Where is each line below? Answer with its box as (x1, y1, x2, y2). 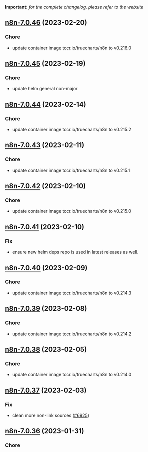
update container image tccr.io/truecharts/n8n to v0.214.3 (12, 290, 131, 296)
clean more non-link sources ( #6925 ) (12, 412, 90, 418)
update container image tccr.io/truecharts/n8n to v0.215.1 (12, 167, 130, 173)
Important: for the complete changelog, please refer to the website (5, 4, 144, 10)
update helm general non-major (12, 86, 78, 92)
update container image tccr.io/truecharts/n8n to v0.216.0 (12, 45, 131, 51)
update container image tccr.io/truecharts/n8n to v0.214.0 (12, 372, 132, 378)
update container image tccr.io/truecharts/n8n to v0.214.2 (12, 331, 132, 337)
